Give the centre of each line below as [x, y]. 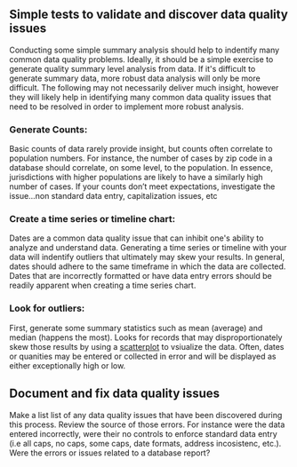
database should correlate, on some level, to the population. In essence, [141, 168]
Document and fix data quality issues [115, 394]
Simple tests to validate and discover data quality [149, 15]
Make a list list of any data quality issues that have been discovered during [146, 415]
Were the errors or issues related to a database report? [110, 453]
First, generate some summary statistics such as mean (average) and [136, 328]
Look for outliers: [47, 308]
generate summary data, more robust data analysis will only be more [135, 78]
